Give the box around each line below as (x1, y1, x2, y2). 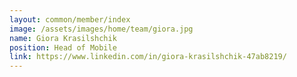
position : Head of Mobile (9, 42, 117, 53)
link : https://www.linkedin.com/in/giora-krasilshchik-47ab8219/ (9, 52, 287, 62)
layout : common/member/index (9, 14, 131, 25)
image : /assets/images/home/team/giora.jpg (9, 24, 194, 34)
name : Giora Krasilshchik (9, 33, 117, 43)
